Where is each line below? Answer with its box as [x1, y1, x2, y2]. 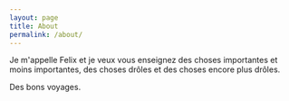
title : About [9, 22, 59, 31]
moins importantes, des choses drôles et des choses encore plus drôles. [9, 64, 281, 75]
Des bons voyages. [9, 82, 82, 93]
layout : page [9, 13, 59, 23]
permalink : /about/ [9, 30, 83, 39]
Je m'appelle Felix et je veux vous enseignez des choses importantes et [9, 55, 278, 66]
